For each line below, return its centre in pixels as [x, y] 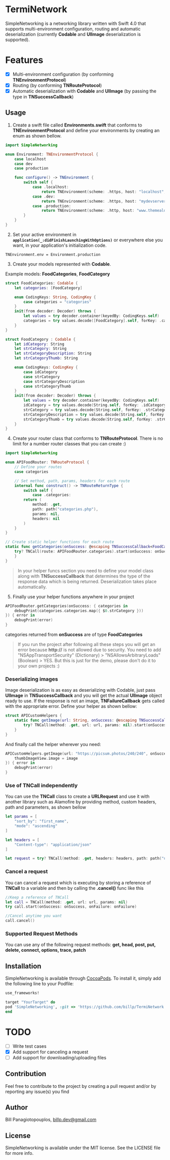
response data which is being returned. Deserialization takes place [87, 581]
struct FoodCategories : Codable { [42, 283]
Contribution [26, 1074]
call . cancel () [20, 921]
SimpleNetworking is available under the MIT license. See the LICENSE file [83, 1148]
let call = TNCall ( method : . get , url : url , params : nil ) [67, 902]
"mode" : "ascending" [36, 826]
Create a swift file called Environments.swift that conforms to [77, 125]
